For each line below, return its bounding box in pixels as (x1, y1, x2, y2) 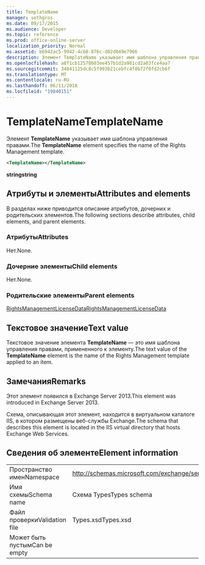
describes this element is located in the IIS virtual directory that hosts (6, 424, 181, 431)
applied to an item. (6, 359, 53, 366)
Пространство (9, 465, 52, 473)
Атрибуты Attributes (6, 233, 69, 241)
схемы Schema (9, 490, 52, 498)
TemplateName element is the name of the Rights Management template (6, 352, 190, 359)
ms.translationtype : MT (6, 71, 67, 78)
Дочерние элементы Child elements (6, 262, 118, 271)
